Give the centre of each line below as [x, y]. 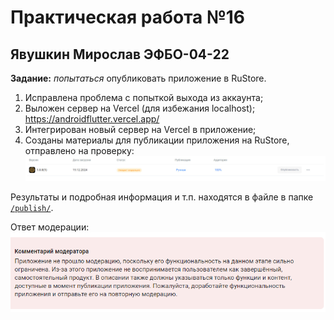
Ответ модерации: [50, 227]
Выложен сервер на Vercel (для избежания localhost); [140, 108]
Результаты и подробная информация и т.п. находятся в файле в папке [162, 197]
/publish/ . [32, 207]
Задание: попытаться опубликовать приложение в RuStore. [138, 78]
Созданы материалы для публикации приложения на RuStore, [157, 140]
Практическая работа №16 [128, 17]
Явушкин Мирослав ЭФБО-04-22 [120, 54]
